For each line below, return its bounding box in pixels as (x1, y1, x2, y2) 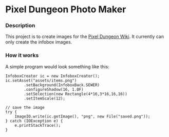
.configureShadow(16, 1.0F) (24, 87, 84, 92)
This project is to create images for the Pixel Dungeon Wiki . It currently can (5, 33, 164, 40)
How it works (5, 52, 39, 59)
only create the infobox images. (5, 39, 72, 45)
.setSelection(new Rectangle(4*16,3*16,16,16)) (24, 91, 127, 96)
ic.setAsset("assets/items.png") (5, 78, 77, 83)
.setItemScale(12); (24, 96, 66, 101)
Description (5, 22, 35, 29)
